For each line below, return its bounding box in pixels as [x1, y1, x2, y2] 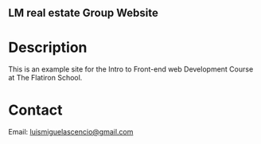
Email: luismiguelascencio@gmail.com [8, 127, 134, 137]
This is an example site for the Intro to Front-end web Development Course [8, 64, 254, 74]
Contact [8, 101, 63, 119]
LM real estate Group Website [8, 6, 159, 20]
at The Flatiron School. [8, 73, 83, 83]
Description [8, 38, 88, 56]
